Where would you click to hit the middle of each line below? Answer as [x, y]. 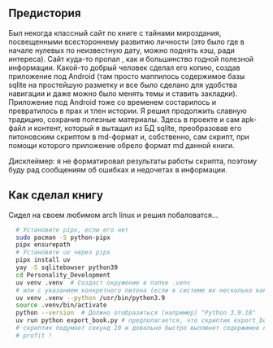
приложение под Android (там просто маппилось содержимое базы [127, 76]
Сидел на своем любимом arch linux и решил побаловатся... [113, 215]
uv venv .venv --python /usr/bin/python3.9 [90, 298]
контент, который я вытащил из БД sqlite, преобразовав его [138, 128]
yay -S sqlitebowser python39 [67, 268]
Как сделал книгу [56, 196]
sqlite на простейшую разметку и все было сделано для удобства [123, 85]
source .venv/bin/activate [61, 305]
